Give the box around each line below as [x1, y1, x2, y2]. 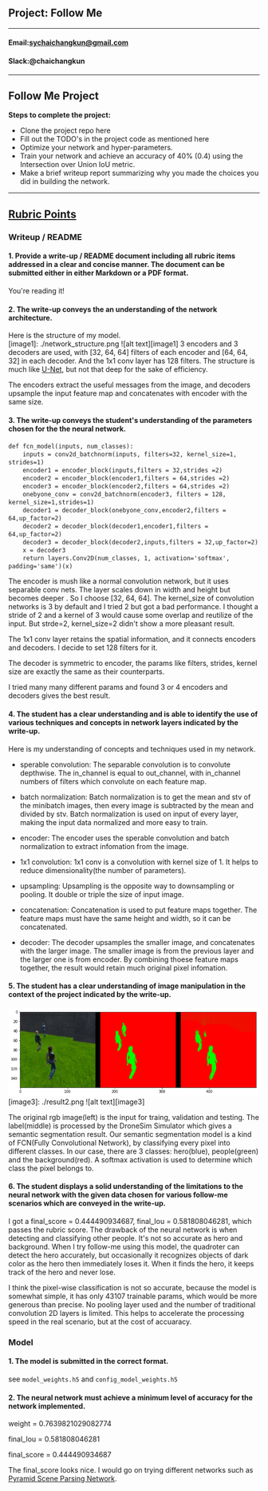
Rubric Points [8, 207, 77, 221]
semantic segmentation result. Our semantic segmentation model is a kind [8, 1129, 252, 1138]
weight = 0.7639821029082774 [8, 1419, 112, 1429]
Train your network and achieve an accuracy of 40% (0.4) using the [19, 151, 243, 161]
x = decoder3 [22, 547, 66, 555]
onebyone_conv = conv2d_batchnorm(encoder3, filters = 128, [22, 491, 227, 499]
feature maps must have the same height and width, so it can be [19, 913, 231, 923]
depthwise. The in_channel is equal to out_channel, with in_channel [19, 767, 241, 778]
